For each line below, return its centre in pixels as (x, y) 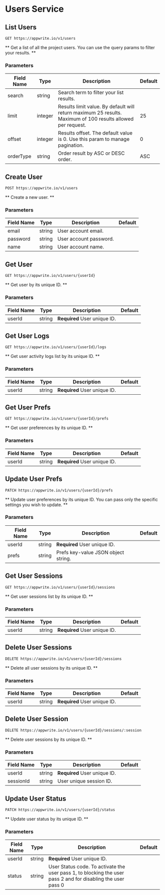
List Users (21, 27)
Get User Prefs (28, 408)
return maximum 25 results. (90, 113)
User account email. (81, 231)
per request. (72, 125)
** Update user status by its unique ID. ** (47, 819)
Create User (24, 177)
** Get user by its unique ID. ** (36, 285)
